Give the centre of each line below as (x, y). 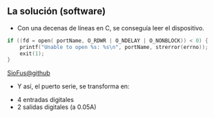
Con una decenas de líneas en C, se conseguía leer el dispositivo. (111, 28)
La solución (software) (56, 11)
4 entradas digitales (46, 100)
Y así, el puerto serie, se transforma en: (73, 86)
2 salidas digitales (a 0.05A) (57, 107)
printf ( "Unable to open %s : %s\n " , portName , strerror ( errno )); (114, 47)
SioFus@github (29, 73)
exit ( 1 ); (32, 53)
